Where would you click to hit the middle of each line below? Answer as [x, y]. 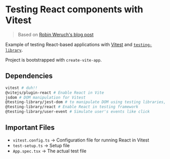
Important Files [30, 127]
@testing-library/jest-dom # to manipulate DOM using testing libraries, [86, 102]
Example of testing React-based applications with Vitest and [69, 44]
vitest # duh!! [22, 88]
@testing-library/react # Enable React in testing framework [72, 107]
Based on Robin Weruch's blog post [56, 34]
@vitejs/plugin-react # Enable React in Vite [55, 93]
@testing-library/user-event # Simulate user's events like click [78, 112]
